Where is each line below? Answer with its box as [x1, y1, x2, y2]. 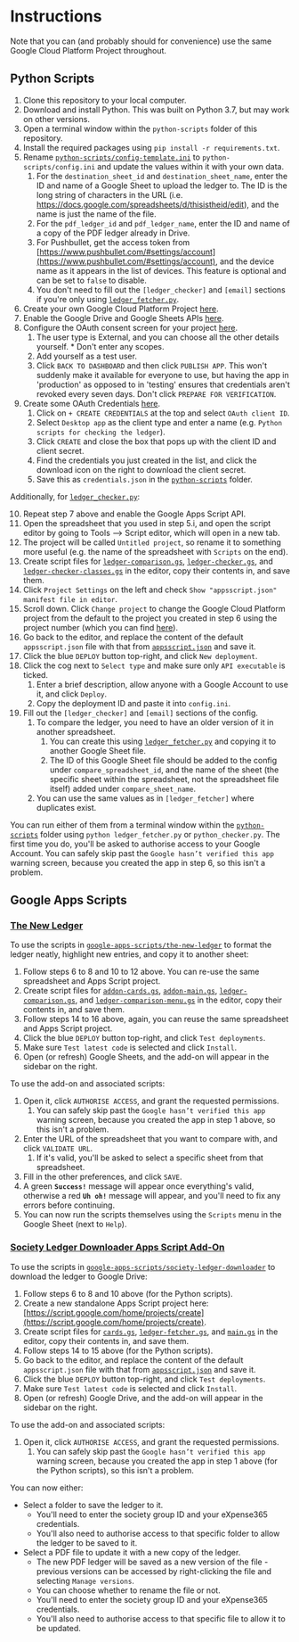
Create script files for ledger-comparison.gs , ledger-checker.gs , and [22, 556, 274, 566]
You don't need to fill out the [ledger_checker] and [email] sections [36, 284, 286, 295]
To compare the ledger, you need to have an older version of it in [36, 716, 274, 728]
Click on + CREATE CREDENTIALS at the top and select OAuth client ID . [36, 408, 290, 418]
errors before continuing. [22, 1200, 115, 1210]
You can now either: [10, 1482, 84, 1493]
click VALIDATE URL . [22, 1143, 93, 1154]
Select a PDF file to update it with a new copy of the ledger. [22, 1547, 241, 1557]
